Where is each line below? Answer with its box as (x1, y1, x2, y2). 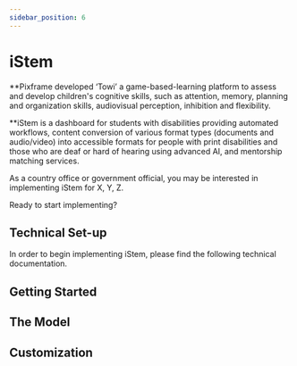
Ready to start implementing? (9, 199, 118, 210)
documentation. (9, 258, 68, 269)
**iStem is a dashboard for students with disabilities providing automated (9, 117, 279, 128)
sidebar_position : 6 (9, 12, 87, 22)
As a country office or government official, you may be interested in (9, 172, 259, 183)
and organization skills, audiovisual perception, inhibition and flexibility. (9, 100, 271, 111)
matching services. (9, 155, 80, 166)
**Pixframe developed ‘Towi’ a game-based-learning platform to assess (9, 81, 277, 92)
